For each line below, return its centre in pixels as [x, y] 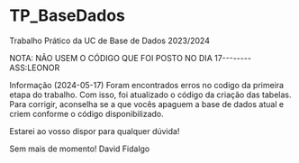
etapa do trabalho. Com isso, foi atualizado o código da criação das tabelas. [150, 95]
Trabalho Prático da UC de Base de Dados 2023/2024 [109, 41]
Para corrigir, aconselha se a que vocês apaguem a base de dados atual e [147, 104]
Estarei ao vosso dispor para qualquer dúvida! [95, 131]
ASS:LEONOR [35, 68]
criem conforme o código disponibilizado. [86, 113]
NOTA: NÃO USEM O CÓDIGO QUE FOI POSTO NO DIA [111, 58]
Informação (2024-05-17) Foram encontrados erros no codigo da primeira [147, 85]
